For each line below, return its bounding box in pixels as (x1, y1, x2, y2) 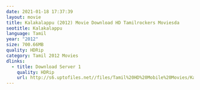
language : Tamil (6, 31, 46, 37)
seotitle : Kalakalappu (6, 25, 62, 31)
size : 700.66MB (6, 42, 44, 48)
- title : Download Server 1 (11, 63, 82, 70)
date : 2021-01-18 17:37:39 (6, 8, 73, 15)
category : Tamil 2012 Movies (6, 53, 79, 59)
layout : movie (6, 14, 42, 20)
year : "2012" (6, 36, 39, 42)
